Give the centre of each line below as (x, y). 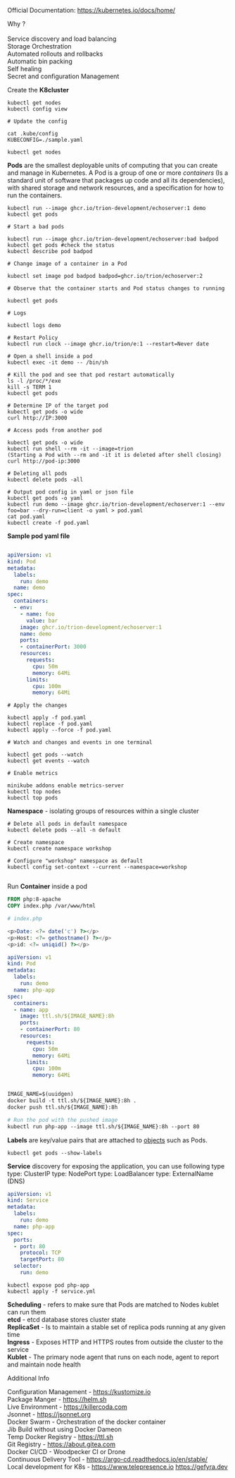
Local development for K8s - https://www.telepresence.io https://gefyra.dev (118, 1467)
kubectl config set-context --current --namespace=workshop (97, 867)
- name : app (31, 1010)
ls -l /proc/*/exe (34, 381)
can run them (27, 1312)
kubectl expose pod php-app (49, 1285)
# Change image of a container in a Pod (68, 264)
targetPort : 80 (42, 1259)
